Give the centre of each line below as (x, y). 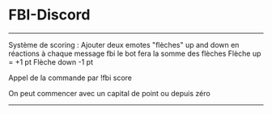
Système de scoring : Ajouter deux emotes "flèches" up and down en (124, 44)
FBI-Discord (49, 15)
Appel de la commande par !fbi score (70, 78)
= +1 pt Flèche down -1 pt (51, 61)
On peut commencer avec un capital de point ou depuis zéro (109, 93)
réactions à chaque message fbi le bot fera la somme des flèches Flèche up (135, 53)
